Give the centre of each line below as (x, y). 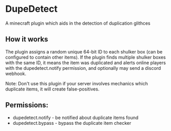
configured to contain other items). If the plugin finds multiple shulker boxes (85, 57)
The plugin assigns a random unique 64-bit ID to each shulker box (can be (84, 51)
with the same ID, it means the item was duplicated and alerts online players (85, 63)
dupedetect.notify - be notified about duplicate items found (75, 117)
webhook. (16, 73)
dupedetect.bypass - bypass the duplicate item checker (72, 123)
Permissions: (27, 105)
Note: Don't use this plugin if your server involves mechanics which (77, 83)
